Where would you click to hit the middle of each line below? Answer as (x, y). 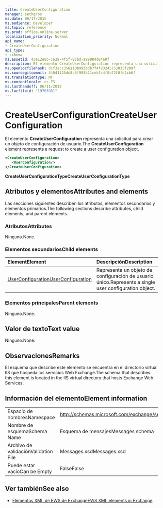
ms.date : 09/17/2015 (26, 18)
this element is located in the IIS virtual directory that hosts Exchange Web (79, 378)
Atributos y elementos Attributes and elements (77, 192)
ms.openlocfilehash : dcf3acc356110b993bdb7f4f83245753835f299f (70, 69)
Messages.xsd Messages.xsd (93, 452)
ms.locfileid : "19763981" (31, 91)
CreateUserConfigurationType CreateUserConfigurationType (67, 176)
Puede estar (21, 466)
